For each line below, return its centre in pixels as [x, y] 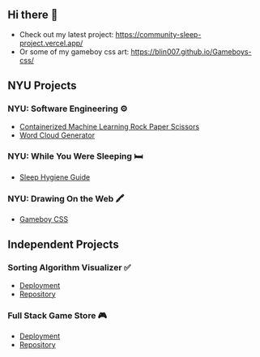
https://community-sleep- [158, 34]
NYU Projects [43, 86]
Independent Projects [63, 245]
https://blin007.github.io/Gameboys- [191, 51]
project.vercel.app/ [51, 43]
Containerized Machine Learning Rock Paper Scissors [109, 126]
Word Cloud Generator [57, 135]
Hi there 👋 [33, 15]
